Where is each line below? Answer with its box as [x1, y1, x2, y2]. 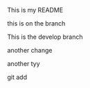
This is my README [7, 6, 64, 14]
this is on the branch [7, 19, 66, 27]
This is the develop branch [7, 33, 83, 41]
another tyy [7, 60, 40, 68]
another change [7, 46, 53, 54]
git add [7, 73, 28, 81]
